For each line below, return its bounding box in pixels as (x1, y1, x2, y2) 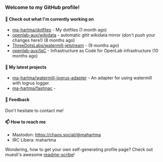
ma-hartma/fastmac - (12, 85, 56, 92)
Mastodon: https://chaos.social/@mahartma (12, 132, 101, 138)
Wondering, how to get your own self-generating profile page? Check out (5, 146, 153, 152)
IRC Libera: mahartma (12, 137, 56, 143)
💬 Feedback (5, 96, 30, 102)
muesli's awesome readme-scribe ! (5, 151, 75, 158)
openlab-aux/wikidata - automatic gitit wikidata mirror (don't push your (12, 32, 156, 38)
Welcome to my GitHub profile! (5, 4, 80, 11)
